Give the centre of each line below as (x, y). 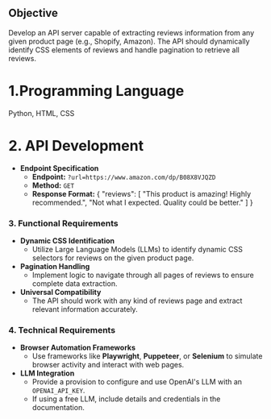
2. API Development (76, 145)
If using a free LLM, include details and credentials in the (126, 399)
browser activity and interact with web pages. (108, 365)
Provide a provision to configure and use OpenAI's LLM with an (137, 382)
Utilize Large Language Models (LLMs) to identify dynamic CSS (138, 249)
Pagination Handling (55, 266)
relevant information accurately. (85, 309)
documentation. (58, 408)
